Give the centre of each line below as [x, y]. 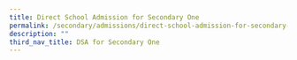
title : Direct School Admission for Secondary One [104, 17]
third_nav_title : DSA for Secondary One [85, 42]
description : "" [39, 34]
